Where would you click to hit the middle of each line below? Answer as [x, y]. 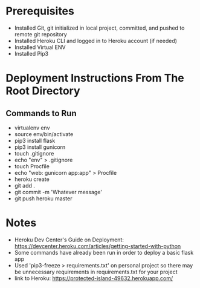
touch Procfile [32, 166]
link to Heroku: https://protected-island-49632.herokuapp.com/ [94, 278]
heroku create [32, 179]
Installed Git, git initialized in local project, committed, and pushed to [99, 28]
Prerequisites [40, 11]
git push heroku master [43, 198]
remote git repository [40, 34]
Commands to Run [41, 113]
